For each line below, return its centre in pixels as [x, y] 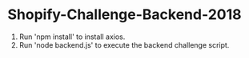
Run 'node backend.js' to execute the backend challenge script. [124, 44]
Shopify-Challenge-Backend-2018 [124, 15]
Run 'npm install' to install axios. [72, 37]
